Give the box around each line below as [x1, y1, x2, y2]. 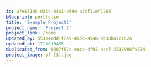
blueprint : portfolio [6, 14, 59, 20]
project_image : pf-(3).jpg [6, 52, 72, 58]
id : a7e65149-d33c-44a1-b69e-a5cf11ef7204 [6, 8, 111, 15]
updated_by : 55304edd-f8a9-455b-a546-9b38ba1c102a [6, 36, 132, 41]
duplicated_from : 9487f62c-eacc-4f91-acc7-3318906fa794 [6, 47, 145, 52]
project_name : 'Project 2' [6, 24, 72, 31]
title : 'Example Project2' [6, 19, 72, 25]
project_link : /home [6, 30, 57, 36]
